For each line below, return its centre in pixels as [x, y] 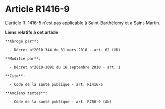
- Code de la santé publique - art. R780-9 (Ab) [61, 102]
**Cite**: [15, 76]
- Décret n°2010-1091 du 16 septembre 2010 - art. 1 [65, 67]
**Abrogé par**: [22, 41]
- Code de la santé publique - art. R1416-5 [56, 84]
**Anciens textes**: [27, 93]
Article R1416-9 [37, 9]
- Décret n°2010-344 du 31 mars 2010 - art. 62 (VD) [65, 50]
